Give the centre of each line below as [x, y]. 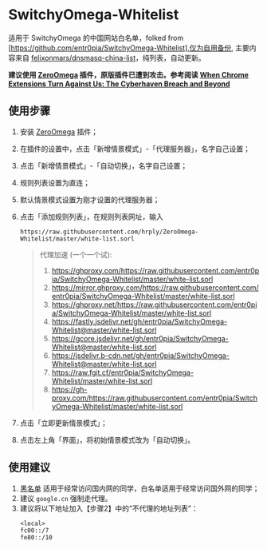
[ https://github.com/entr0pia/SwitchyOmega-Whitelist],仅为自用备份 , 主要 [129, 48]
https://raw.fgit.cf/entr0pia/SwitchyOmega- [122, 372]
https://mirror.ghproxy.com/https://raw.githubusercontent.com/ [155, 287]
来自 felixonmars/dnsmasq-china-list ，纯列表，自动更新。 [110, 58]
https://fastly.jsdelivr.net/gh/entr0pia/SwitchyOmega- [139, 321]
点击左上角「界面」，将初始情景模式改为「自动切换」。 [107, 440]
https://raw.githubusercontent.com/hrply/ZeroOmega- [109, 232]
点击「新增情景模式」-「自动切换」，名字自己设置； [104, 165]
